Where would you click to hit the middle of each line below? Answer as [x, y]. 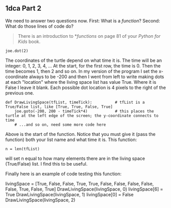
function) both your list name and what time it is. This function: [71, 140]
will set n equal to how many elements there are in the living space [75, 158]
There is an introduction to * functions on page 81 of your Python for [89, 36]
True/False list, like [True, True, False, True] [59, 107]
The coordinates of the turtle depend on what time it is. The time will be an [84, 60]
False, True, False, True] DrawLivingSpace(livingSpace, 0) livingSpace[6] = [84, 189]
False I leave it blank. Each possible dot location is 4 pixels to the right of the [86, 87]
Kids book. [29, 41]
